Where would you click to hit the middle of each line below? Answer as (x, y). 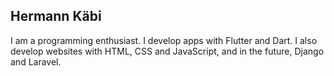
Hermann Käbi (56, 16)
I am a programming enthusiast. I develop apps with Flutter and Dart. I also (164, 40)
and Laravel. (36, 61)
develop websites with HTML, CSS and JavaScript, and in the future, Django (167, 51)
